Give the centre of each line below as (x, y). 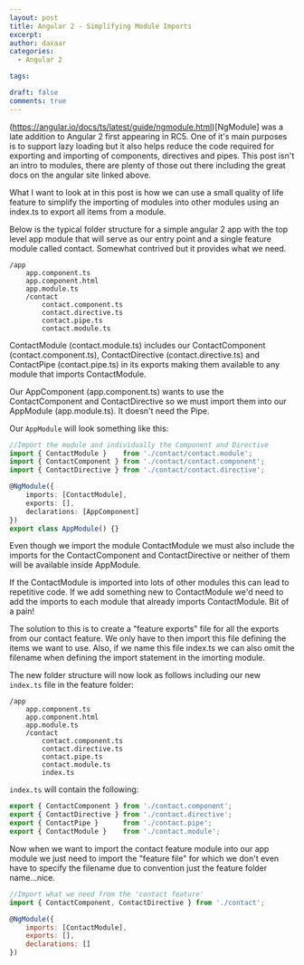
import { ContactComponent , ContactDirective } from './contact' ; (137, 903)
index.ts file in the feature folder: (71, 685)
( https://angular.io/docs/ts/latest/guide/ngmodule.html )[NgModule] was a (146, 127)
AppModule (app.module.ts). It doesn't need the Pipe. (109, 411)
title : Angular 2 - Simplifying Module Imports (101, 26)
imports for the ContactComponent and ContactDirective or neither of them (150, 555)
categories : (32, 52)
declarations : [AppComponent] (83, 511)
